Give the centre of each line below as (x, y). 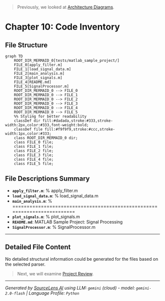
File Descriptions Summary (47, 179)
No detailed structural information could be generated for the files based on (82, 259)
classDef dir (27, 121)
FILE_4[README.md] (33, 82)
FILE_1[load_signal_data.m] (42, 69)
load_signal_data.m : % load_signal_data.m (55, 195)
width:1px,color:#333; (28, 134)
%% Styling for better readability (50, 116)
